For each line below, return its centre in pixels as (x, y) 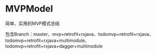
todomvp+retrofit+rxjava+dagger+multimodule (54, 46)
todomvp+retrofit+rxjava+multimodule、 (47, 40)
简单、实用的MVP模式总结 (32, 23)
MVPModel (29, 9)
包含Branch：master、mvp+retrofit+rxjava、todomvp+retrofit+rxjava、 (79, 34)
